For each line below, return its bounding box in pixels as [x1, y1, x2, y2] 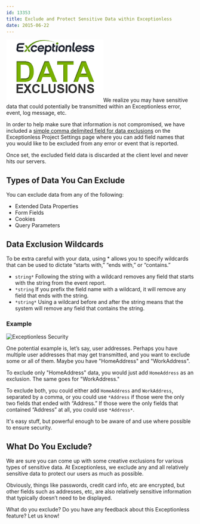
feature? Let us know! [6, 512, 60, 520]
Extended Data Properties [14, 203, 79, 210]
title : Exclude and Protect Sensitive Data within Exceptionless [6, 16, 172, 22]
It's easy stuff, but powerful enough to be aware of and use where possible [6, 418, 191, 425]
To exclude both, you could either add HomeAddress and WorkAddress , [6, 387, 174, 394]
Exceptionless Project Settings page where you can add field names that [6, 133, 185, 141]
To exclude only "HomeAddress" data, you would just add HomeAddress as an [6, 369, 194, 376]
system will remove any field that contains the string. [14, 305, 145, 312]
